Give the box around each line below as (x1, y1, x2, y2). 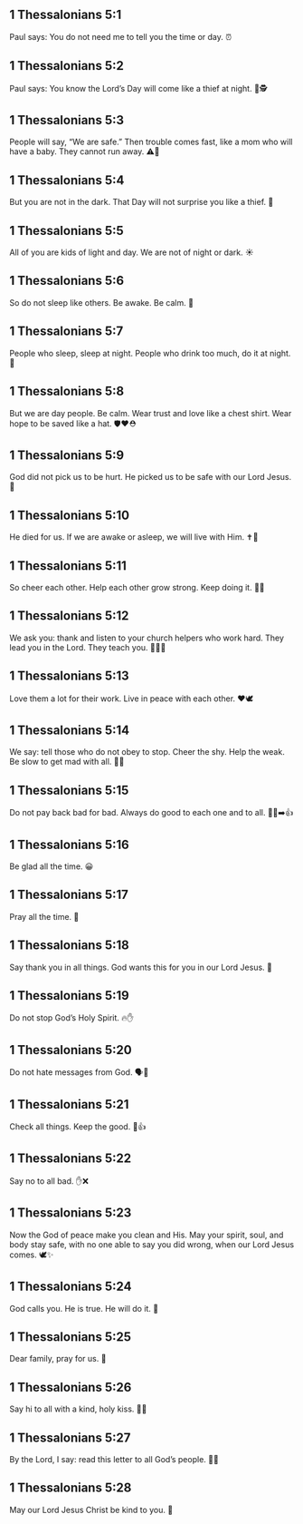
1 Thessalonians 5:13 (9, 669, 129, 684)
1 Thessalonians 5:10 (9, 507, 129, 523)
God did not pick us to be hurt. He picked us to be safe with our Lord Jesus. (9, 472, 292, 483)
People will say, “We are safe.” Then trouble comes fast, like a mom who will (9, 136, 293, 148)
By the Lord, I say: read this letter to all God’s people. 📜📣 (9, 1453, 219, 1464)
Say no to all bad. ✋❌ (9, 1175, 89, 1187)
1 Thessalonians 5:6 (9, 273, 125, 288)
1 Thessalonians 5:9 (9, 447, 125, 463)
